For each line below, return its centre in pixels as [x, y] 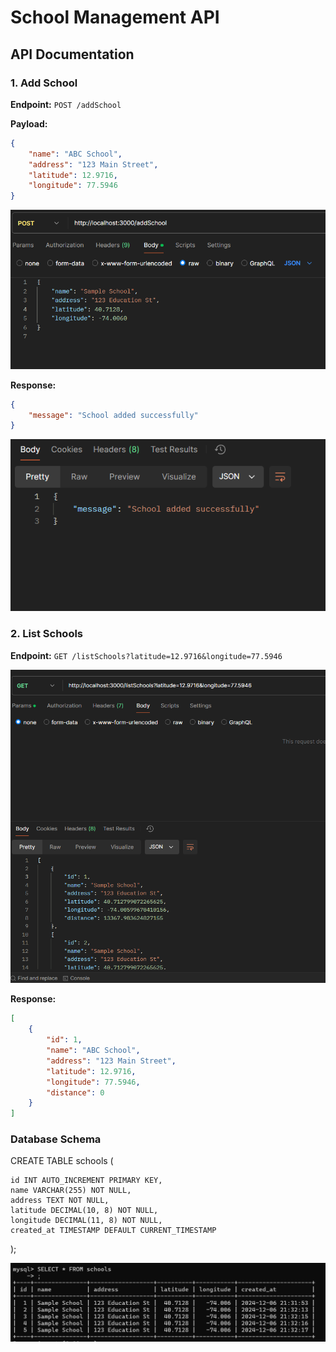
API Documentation [72, 54]
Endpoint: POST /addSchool [66, 104]
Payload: [29, 123]
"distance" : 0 [75, 1092]
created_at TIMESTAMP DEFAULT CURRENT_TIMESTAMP [113, 1231]
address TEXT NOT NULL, [60, 1201]
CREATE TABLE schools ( [62, 1161]
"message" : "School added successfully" [113, 415]
